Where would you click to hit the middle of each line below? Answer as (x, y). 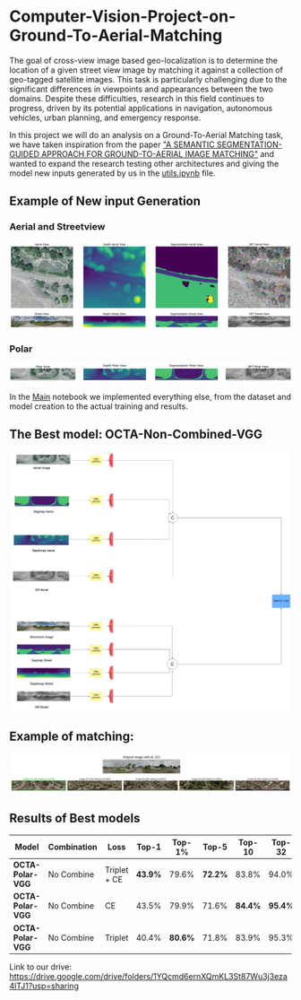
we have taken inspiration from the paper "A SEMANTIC (112, 144)
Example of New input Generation (105, 201)
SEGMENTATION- (249, 144)
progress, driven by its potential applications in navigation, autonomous (141, 108)
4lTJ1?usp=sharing (44, 986)
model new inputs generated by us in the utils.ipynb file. (112, 173)
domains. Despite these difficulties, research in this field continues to (137, 98)
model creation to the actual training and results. (99, 406)
